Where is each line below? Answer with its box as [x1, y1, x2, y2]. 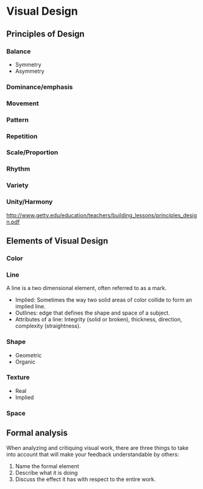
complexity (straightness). [15, 323, 81, 330]
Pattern [6, 115, 29, 124]
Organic [15, 358, 35, 365]
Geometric [15, 351, 42, 359]
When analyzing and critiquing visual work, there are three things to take [6, 444, 189, 451]
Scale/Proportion [6, 148, 59, 157]
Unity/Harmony [6, 198, 53, 206]
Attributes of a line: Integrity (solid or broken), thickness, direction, [15, 316, 182, 323]
